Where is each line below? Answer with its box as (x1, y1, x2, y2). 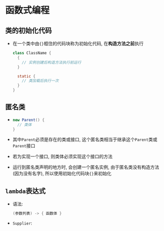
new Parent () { (12, 117, 45, 122)
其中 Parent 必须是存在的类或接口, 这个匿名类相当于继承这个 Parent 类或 (12, 136, 157, 142)
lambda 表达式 (5, 187, 46, 195)
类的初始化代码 (5, 26, 52, 35)
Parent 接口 (12, 143, 35, 149)
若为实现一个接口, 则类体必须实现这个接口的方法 (12, 153, 113, 160)
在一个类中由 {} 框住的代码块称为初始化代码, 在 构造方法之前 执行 (12, 41, 144, 46)
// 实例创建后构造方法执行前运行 (22, 60, 82, 65)
